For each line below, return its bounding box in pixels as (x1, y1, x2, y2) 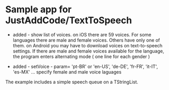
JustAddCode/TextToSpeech (5, 14, 132, 26)
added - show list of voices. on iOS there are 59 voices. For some (12, 31, 152, 38)
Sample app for (5, 4, 72, 15)
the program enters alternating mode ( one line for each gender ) (12, 53, 150, 60)
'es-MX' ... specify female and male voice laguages (12, 68, 122, 75)
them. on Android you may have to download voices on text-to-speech (12, 42, 163, 48)
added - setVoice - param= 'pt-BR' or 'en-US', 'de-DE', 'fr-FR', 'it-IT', (12, 63, 158, 69)
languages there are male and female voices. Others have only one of (12, 37, 160, 43)
